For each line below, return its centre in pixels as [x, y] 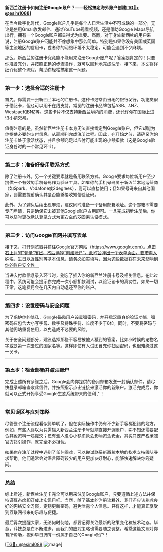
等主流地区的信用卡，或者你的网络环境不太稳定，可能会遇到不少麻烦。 [75, 47]
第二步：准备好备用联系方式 [37, 165]
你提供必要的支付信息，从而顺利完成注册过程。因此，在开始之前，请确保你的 [81, 134]
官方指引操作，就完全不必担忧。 [37, 442]
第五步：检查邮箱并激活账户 [37, 370]
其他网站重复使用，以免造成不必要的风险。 [48, 329]
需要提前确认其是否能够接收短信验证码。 [58, 194]
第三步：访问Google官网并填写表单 [46, 235]
